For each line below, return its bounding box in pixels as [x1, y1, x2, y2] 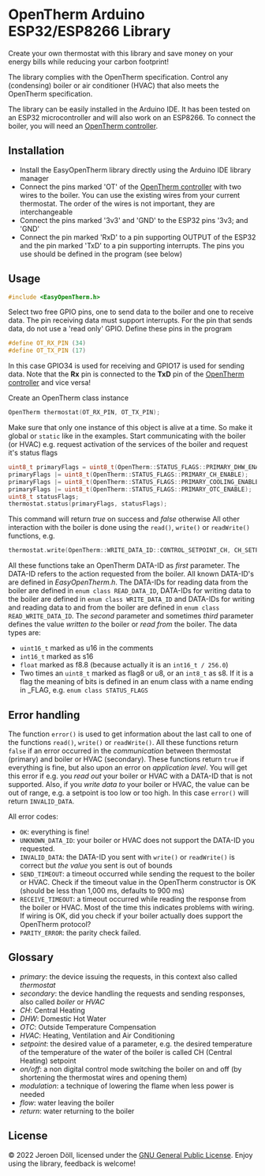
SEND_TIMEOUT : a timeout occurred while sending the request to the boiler [19, 869, 256, 879]
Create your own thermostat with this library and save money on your [8, 48, 233, 58]
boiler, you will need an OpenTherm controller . [8, 121, 159, 130]
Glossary [8, 951, 54, 964]
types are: [8, 628, 41, 637]
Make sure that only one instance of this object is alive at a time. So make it [8, 423, 253, 433]
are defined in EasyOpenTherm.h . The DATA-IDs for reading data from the [8, 577, 248, 587]
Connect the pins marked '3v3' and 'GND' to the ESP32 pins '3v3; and [19, 215, 248, 225]
